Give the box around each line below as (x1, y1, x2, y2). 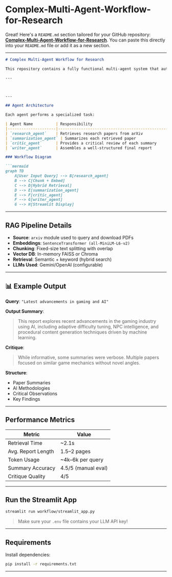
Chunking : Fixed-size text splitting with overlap (12, 245, 113, 252)
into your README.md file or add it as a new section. (5, 42, 111, 48)
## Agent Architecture (5, 103, 54, 108)
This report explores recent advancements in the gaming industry (17, 318, 156, 324)
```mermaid (5, 164, 29, 169)
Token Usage (8, 456, 40, 463)
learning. (17, 334, 37, 340)
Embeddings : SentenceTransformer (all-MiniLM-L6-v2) (12, 240, 131, 246)
